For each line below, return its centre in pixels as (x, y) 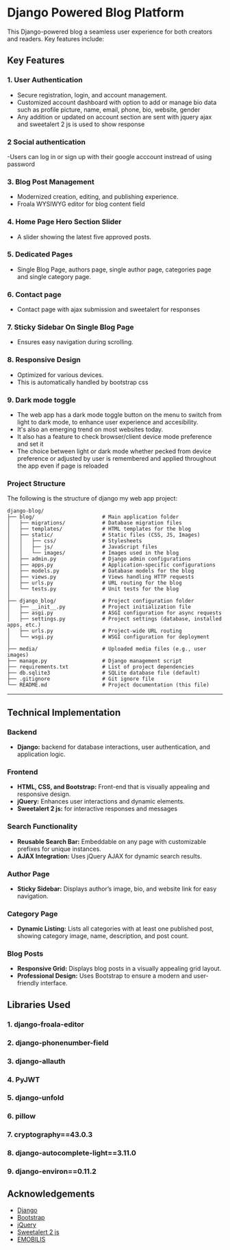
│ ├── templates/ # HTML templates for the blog (99, 529)
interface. (54, 983)
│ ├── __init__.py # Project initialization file (99, 607)
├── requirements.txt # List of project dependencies (101, 667)
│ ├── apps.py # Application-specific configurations (111, 565)
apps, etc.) (24, 625)
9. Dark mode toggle (42, 400)
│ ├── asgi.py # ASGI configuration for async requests (115, 613)
